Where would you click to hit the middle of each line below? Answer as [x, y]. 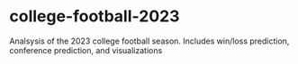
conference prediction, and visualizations [86, 50]
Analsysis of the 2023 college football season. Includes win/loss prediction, [149, 41]
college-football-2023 [95, 16]
